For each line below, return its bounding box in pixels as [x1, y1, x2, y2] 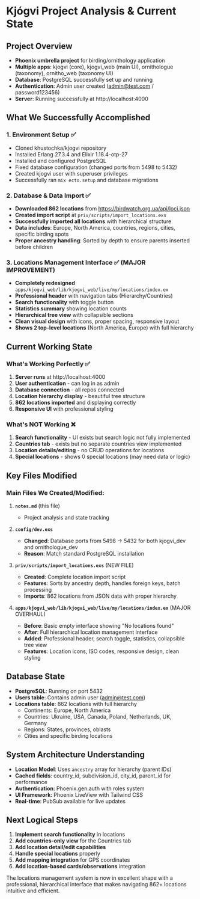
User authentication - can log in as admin [14, 379, 120, 387]
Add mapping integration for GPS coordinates [14, 856, 130, 864]
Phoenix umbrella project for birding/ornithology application [14, 57, 165, 64]
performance [14, 778, 48, 785]
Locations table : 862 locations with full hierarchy [14, 700, 137, 707]
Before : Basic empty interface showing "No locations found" [23, 622, 174, 629]
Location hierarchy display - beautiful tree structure [14, 392, 145, 399]
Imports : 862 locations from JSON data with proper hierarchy [23, 592, 177, 600]
